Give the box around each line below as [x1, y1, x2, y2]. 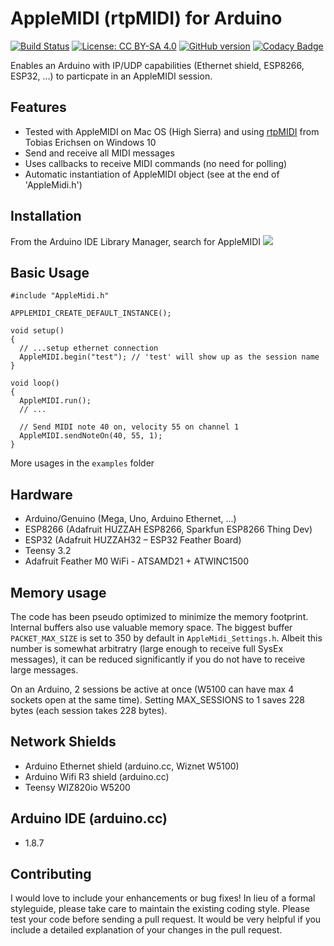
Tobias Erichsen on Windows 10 [24, 136, 157, 148]
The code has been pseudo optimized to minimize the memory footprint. [10, 611, 309, 622]
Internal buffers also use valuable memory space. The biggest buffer [10, 622, 293, 633]
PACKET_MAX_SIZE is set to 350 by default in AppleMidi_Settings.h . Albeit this [10, 632, 323, 644]
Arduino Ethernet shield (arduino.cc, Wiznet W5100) [24, 760, 240, 772]
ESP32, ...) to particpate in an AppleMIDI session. [10, 70, 213, 82]
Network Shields [10, 733, 117, 751]
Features [10, 99, 67, 116]
